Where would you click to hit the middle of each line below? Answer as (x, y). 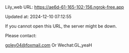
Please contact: (21, 36)
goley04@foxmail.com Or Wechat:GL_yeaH (49, 45)
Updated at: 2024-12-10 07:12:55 (39, 16)
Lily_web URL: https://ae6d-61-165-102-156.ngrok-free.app (64, 7)
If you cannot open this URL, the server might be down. (61, 26)
